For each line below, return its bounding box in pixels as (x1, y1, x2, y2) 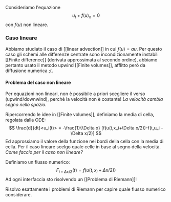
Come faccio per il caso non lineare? (5, 149, 83, 155)
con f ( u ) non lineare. (5, 21, 49, 28)
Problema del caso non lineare (5, 79, 71, 85)
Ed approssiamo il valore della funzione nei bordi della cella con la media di (5, 138, 164, 145)
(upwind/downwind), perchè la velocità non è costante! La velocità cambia (5, 96, 163, 102)
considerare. (5, 192, 32, 198)
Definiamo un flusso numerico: (5, 159, 70, 165)
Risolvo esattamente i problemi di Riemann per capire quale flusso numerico (5, 186, 166, 192)
